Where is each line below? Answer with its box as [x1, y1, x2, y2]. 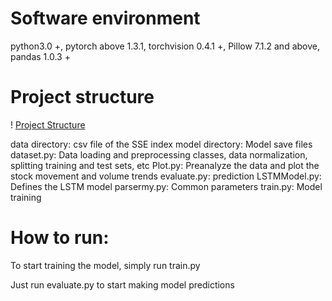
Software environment [10, 7, 201, 30]
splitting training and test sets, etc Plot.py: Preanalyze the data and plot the [10, 159, 320, 171]
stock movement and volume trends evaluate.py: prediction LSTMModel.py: [10, 170, 322, 182]
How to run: [10, 227, 110, 249]
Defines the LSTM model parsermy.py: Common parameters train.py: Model [10, 180, 323, 192]
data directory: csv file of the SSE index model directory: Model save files [10, 138, 313, 150]
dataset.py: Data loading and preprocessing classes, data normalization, [10, 148, 308, 161]
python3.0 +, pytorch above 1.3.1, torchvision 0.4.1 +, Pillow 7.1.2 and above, [10, 40, 320, 52]
